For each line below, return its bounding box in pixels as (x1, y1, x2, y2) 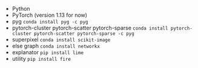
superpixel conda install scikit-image (12, 36, 111, 43)
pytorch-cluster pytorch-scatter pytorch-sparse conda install (12, 24, 168, 31)
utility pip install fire (12, 55, 71, 62)
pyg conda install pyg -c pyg (12, 18, 89, 25)
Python (12, 5, 30, 12)
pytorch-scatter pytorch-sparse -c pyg (34, 31, 134, 37)
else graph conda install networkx (12, 42, 100, 49)
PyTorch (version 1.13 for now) (12, 11, 88, 19)
